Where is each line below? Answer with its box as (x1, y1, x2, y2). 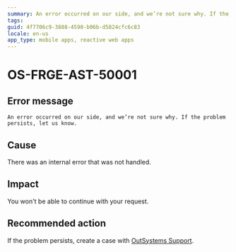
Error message (7, 95, 74, 107)
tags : (7, 17, 23, 24)
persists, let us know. (7, 120, 78, 127)
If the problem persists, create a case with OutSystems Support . (7, 236, 194, 244)
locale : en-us (7, 30, 49, 37)
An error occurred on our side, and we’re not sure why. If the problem (7, 114, 226, 121)
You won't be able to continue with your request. (7, 197, 149, 205)
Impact (7, 178, 39, 191)
